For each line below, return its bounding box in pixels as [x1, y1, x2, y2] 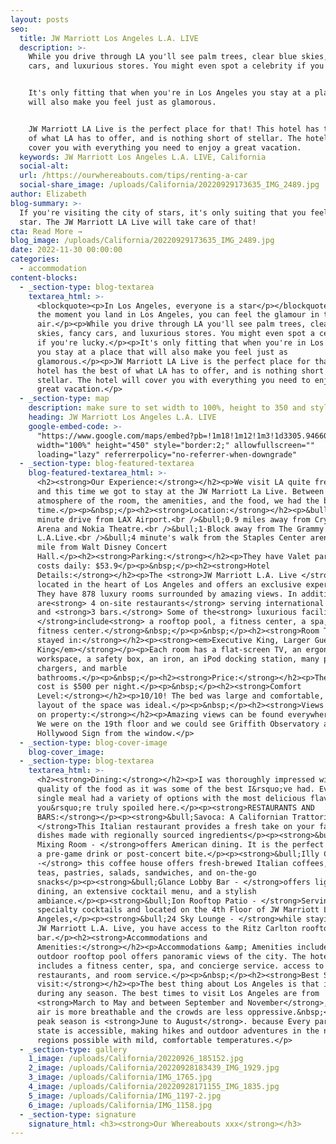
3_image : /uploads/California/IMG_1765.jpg [28, 1072, 213, 1083]
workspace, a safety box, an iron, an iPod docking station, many [36, 654, 320, 664]
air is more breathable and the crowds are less [36, 1007, 244, 1017]
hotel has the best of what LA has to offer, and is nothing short [36, 366, 325, 376]
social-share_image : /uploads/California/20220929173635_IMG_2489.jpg [19, 180, 320, 190]
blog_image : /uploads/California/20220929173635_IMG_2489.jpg [10, 236, 275, 246]
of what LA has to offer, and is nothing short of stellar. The [28, 133, 302, 143]
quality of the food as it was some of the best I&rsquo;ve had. [36, 784, 315, 794]
